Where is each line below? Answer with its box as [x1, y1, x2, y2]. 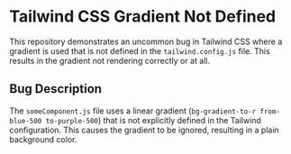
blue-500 [9, 116, 42, 125]
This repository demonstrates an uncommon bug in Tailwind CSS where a [9, 36, 283, 47]
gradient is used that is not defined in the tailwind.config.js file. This [9, 45, 270, 56]
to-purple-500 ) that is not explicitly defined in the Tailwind [45, 114, 261, 125]
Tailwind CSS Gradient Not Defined [9, 6, 277, 27]
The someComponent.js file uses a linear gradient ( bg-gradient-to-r [9, 105, 257, 116]
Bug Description [9, 81, 102, 96]
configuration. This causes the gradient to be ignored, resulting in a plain [9, 124, 279, 135]
